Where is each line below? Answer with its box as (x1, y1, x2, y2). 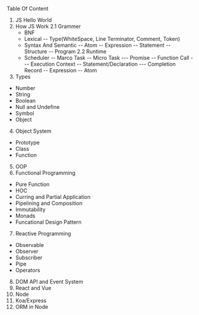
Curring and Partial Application (15, 194, 91, 200)
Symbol (15, 110, 34, 117)
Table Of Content (7, 5, 49, 12)
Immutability (15, 206, 46, 213)
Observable (15, 242, 44, 248)
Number (15, 85, 36, 91)
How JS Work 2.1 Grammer (15, 23, 81, 30)
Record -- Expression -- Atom (24, 67, 97, 73)
